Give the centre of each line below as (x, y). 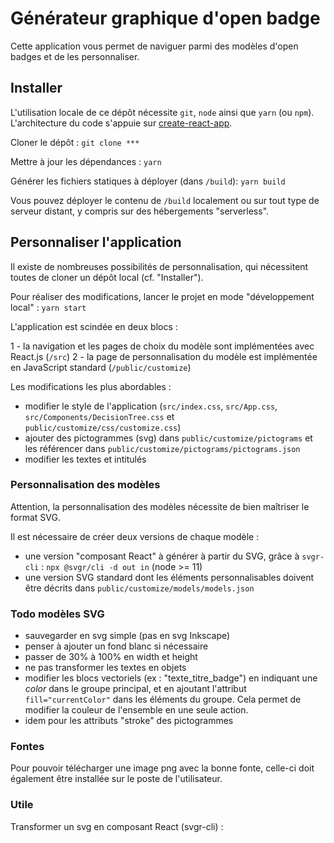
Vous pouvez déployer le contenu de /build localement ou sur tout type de (165, 200)
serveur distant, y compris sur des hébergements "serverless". (140, 211)
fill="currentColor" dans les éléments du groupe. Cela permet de (163, 699)
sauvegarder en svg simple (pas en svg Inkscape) (127, 636)
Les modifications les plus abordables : (91, 386)
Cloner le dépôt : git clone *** (75, 142)
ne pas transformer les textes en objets (105, 668)
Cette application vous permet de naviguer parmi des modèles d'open (154, 46)
